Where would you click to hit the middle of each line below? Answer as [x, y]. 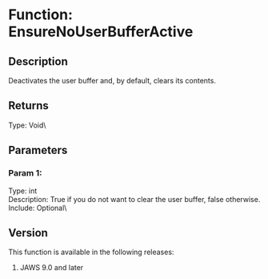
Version [28, 233]
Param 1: [25, 173]
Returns [29, 106]
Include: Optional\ [38, 208]
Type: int [23, 191]
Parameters [38, 150]
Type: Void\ [27, 125]
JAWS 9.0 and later [52, 268]
